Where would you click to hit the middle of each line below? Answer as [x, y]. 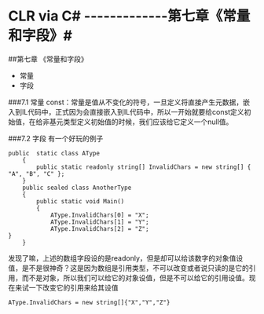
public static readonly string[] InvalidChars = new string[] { [144, 167]
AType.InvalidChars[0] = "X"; [99, 215]
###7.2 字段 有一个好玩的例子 [56, 138]
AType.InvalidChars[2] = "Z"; [99, 228]
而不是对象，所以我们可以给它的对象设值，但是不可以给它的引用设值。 [135, 277]
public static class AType [54, 153]
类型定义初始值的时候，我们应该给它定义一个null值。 [148, 122]
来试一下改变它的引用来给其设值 [66, 287]
